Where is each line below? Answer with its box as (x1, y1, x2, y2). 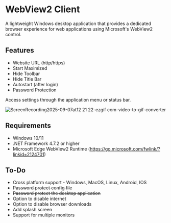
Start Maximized (12, 65, 47, 71)
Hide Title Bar (12, 76, 42, 82)
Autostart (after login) (12, 81, 59, 87)
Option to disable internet (12, 195, 66, 202)
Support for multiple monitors (12, 212, 75, 218)
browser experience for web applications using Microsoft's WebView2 (5, 26, 153, 32)
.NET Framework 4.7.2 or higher (12, 140, 80, 146)
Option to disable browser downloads (12, 201, 92, 207)
